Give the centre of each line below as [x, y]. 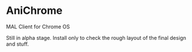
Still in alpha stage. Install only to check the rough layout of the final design [96, 38]
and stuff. [18, 44]
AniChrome [34, 11]
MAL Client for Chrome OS [38, 27]
